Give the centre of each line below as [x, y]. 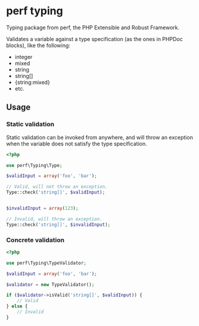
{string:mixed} [32, 82]
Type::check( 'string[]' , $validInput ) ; [56, 193]
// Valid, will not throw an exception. [57, 187]
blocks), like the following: [38, 45]
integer [24, 57]
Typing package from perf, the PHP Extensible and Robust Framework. [93, 27]
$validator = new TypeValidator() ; [50, 284]
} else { [17, 306]
